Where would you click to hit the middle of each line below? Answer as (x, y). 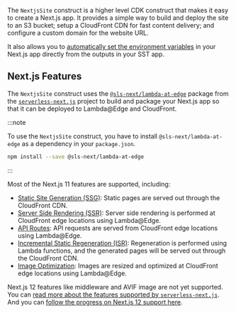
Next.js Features (45, 76)
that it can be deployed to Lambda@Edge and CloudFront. (92, 109)
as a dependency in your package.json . (79, 143)
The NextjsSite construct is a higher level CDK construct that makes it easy (118, 10)
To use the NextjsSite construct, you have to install (83, 136)
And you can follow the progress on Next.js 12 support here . (95, 302)
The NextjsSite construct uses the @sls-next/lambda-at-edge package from (118, 93)
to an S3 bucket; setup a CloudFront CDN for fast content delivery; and (111, 25)
